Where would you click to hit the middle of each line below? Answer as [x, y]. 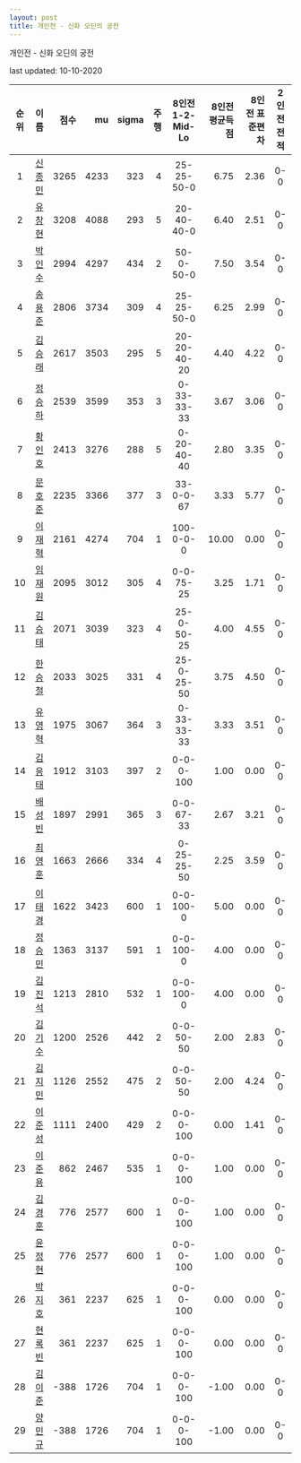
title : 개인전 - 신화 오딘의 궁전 [64, 26]
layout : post [34, 17]
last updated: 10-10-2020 [56, 70]
